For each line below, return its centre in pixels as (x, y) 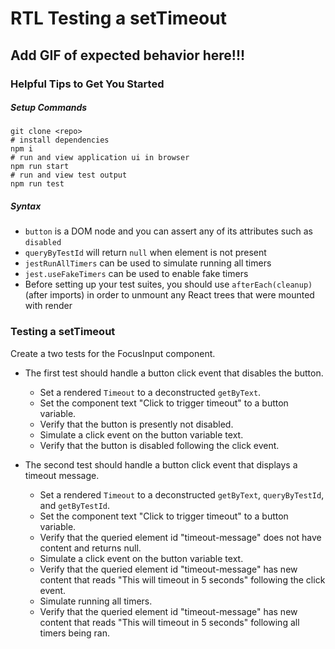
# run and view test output (69, 175)
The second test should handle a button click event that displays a (161, 464)
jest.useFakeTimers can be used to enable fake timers (136, 274)
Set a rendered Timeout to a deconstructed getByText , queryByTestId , (182, 494)
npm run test (37, 184)
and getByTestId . (75, 505)
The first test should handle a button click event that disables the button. (174, 373)
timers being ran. (74, 633)
